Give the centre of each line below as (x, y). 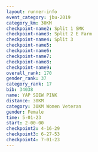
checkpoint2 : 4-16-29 (33, 129)
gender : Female (25, 112)
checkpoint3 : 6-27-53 (33, 134)
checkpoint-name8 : (29, 62)
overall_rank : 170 (29, 73)
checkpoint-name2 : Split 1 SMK (45, 28)
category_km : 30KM (29, 23)
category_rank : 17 (29, 84)
